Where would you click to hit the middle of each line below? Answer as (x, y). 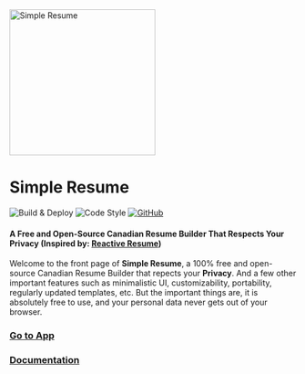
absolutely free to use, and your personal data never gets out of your (138, 302)
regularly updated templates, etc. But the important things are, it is (134, 293)
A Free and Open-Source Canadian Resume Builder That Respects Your (147, 234)
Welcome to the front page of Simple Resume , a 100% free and (129, 264)
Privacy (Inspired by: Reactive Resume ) (86, 243)
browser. (26, 312)
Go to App (32, 336)
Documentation (45, 359)
